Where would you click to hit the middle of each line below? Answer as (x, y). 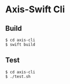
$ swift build (20, 45)
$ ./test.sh (18, 76)
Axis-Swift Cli (35, 9)
